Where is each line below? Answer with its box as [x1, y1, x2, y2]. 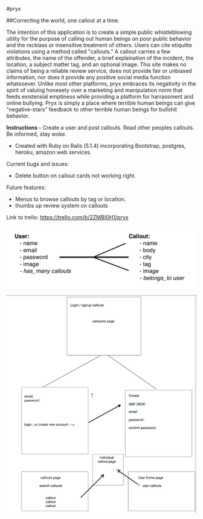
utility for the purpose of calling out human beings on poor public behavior [6, 35, 192, 42]
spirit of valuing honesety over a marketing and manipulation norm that [6, 87, 183, 93]
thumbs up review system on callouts [14, 202, 108, 209]
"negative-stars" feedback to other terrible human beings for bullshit [6, 106, 177, 113]
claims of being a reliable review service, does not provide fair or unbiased [6, 67, 192, 74]
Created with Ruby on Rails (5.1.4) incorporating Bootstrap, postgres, [14, 142, 186, 149]
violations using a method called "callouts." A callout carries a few [6, 48, 171, 55]
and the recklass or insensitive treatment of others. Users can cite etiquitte [6, 42, 192, 48]
